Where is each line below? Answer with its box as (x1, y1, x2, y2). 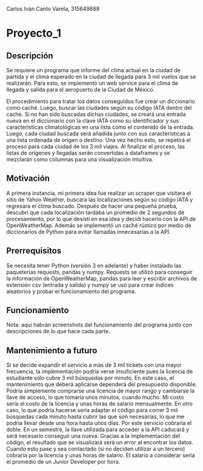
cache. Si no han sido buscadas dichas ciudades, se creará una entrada (6, 110, 186, 118)
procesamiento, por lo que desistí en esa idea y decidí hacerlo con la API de (6, 215, 196, 222)
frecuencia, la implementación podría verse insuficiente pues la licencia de (6, 368, 193, 375)
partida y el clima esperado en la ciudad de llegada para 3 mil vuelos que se (6, 73, 196, 80)
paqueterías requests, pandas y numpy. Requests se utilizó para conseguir (6, 268, 193, 276)
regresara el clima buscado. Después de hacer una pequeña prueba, (6, 202, 178, 209)
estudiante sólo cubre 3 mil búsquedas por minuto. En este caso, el (6, 374, 175, 382)
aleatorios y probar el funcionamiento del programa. (6, 288, 136, 295)
